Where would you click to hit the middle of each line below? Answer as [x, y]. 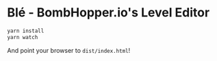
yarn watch [23, 37]
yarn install [26, 31]
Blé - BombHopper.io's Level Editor [108, 13]
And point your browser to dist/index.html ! [69, 50]
